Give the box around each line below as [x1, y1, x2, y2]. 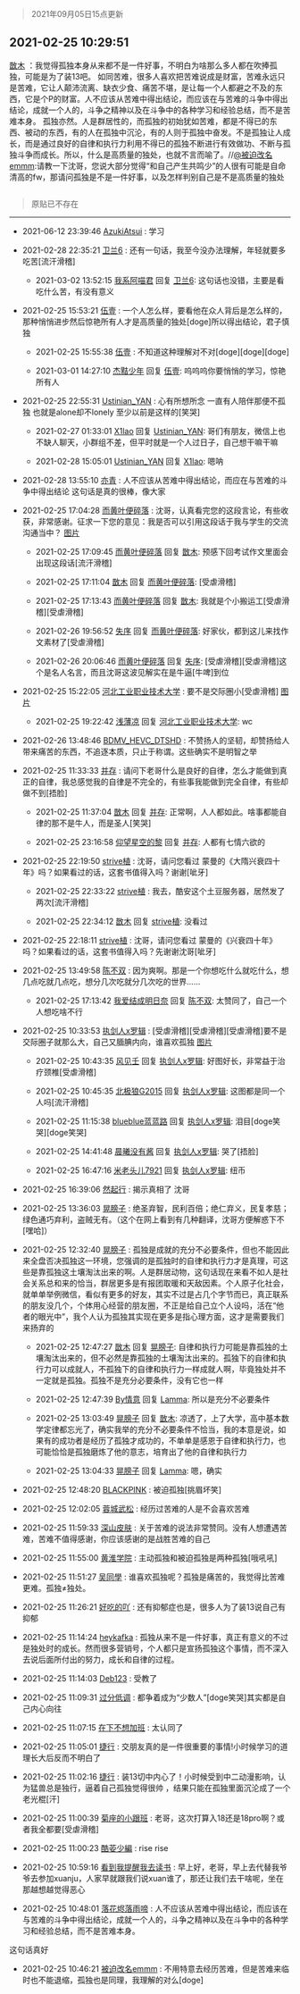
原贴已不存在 [30, 198, 79, 209]
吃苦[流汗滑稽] [21, 256, 76, 266]
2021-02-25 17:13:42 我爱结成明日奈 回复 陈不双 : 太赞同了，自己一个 [35, 995, 287, 1006]
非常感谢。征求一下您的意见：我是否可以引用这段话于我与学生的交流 [37, 515, 288, 526]
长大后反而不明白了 [29, 1752, 101, 1763]
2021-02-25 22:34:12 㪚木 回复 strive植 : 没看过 [35, 916, 208, 926]
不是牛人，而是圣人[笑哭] [59, 817, 152, 828]
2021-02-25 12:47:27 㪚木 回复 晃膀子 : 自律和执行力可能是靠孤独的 [35, 1341, 280, 1352]
